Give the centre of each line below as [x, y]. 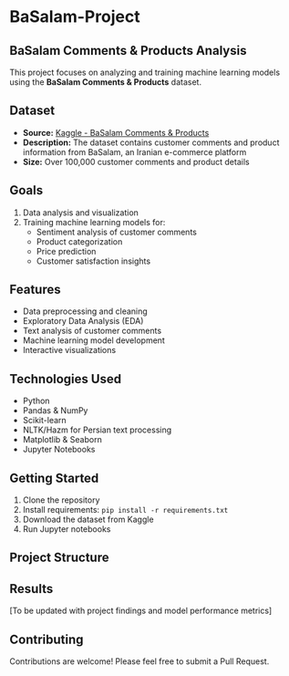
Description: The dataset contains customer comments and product [151, 142]
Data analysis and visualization [81, 213]
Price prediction [66, 251]
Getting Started [54, 478]
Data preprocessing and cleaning [85, 311]
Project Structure [59, 558]
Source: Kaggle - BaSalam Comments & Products [116, 132]
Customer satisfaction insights [93, 261]
